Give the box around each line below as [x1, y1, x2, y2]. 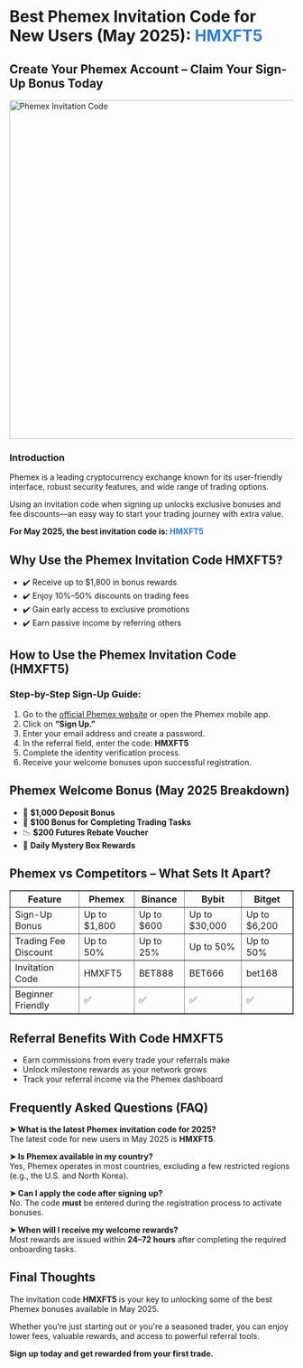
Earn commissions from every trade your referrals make [22, 1054, 230, 1065]
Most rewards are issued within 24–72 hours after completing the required [9, 1234, 287, 1245]
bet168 [246, 967, 278, 979]
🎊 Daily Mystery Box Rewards [22, 839, 136, 850]
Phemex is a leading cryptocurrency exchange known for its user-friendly [9, 472, 283, 483]
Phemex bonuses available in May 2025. [9, 1303, 160, 1314]
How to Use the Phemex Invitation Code [9, 647, 237, 662]
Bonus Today [28, 75, 104, 91]
